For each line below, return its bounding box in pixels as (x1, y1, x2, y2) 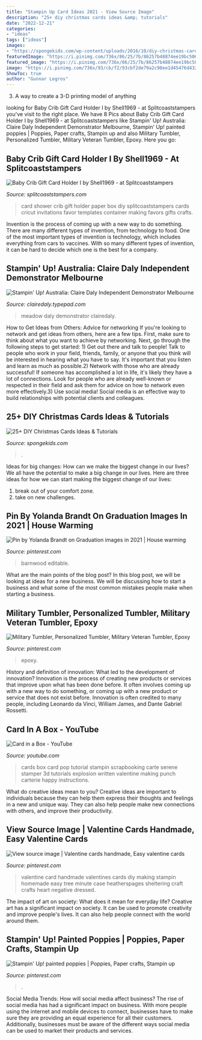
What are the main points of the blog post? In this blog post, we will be (6, 571, 180, 579)
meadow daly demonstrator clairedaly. (20, 312, 116, 319)
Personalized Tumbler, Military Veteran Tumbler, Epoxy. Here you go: (6, 136, 176, 143)
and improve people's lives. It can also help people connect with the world (6, 911, 191, 918)
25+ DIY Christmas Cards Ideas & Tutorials (6, 412, 170, 422)
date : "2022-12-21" (6, 20, 55, 26)
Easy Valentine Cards (6, 834, 88, 844)
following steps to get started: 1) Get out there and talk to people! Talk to (6, 343, 185, 350)
